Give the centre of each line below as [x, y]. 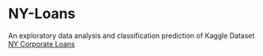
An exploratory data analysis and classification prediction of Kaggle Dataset [131, 35]
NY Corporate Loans [41, 43]
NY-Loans [42, 14]
